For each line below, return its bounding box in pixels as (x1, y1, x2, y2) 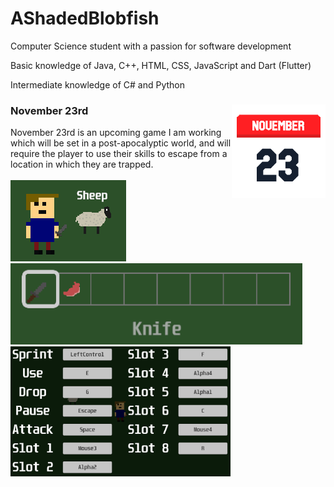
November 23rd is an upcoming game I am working (10, 127, 222, 139)
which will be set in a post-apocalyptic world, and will (10, 137, 232, 149)
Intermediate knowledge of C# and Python (10, 78, 186, 91)
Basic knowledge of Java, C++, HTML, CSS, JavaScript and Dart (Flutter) (10, 59, 312, 71)
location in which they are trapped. (10, 158, 154, 171)
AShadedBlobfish (10, 7, 160, 30)
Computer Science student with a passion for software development (10, 40, 292, 52)
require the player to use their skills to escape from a (10, 148, 228, 160)
